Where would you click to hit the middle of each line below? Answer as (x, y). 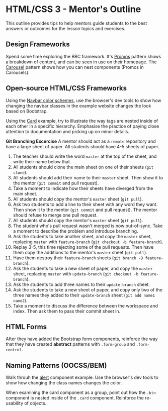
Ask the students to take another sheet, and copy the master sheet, (82, 236)
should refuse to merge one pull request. (55, 215)
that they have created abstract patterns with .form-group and (70, 344)
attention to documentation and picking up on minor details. (68, 131)
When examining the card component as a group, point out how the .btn (81, 392)
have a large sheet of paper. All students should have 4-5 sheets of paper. (83, 146)
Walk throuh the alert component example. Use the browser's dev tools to (82, 377)
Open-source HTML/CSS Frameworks (66, 88)
